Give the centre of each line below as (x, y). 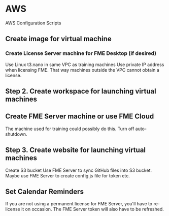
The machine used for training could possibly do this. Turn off (70, 129)
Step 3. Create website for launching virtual (76, 150)
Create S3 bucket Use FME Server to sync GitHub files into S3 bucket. (79, 170)
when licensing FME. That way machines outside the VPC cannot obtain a (82, 70)
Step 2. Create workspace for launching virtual (81, 91)
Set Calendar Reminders (44, 192)
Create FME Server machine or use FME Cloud (80, 117)
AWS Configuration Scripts (33, 23)
